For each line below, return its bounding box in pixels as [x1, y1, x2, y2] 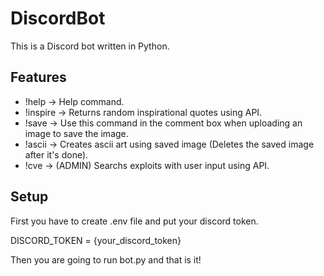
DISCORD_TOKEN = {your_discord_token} [10, 234, 182, 246]
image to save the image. [24, 127, 129, 139]
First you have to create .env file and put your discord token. [10, 215, 259, 227]
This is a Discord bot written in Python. [10, 40, 170, 52]
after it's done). [24, 148, 89, 161]
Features [10, 69, 67, 86]
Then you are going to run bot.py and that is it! [10, 253, 202, 266]
